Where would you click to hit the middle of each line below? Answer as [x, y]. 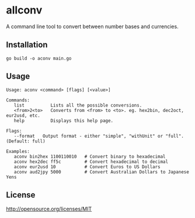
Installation [27, 45]
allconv [24, 10]
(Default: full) [26, 141]
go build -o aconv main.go [39, 58]
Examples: [18, 151]
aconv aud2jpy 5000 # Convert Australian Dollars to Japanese [102, 172]
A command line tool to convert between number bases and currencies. [93, 26]
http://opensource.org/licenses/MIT [49, 209]
